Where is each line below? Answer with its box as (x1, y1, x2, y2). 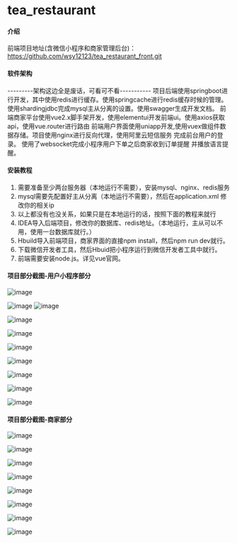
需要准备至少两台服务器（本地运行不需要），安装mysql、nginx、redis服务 (17, 183, 230, 192)
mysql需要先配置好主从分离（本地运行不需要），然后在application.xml (17, 192, 219, 200)
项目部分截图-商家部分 (7, 415, 73, 424)
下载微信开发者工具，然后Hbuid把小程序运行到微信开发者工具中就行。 (17, 245, 221, 253)
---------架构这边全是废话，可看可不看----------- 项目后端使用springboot (7, 86, 222, 94)
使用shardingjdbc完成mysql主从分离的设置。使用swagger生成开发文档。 (7, 104, 219, 112)
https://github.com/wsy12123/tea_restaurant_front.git (7, 52, 163, 60)
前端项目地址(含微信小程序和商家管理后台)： (7, 44, 137, 53)
